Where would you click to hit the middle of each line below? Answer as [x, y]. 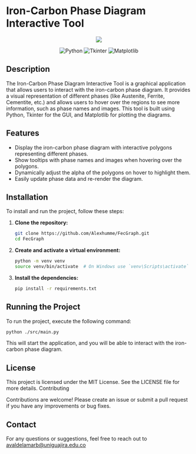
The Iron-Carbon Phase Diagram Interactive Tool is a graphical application [96, 83]
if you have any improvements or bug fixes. [59, 406]
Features [23, 133]
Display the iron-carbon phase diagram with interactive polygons [93, 147]
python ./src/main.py [33, 332]
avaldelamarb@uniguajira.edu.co [46, 445]
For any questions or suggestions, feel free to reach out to [77, 439]
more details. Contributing [38, 388]
